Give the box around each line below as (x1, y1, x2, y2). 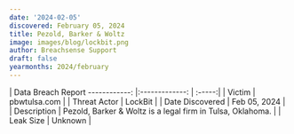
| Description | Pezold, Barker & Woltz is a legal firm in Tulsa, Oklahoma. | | (9, 106, 282, 116)
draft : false (9, 54, 58, 63)
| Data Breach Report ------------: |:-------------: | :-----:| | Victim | (9, 86, 256, 98)
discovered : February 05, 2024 (9, 21, 125, 30)
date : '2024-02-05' (9, 12, 82, 22)
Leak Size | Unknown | (9, 114, 91, 125)
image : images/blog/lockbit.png (9, 37, 129, 47)
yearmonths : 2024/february (9, 63, 109, 72)
